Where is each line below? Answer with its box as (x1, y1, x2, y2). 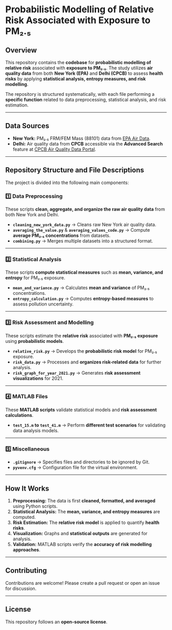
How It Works (5, 484, 50, 493)
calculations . (5, 412, 34, 418)
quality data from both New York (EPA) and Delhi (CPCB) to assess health (5, 70, 164, 76)
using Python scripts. (12, 503, 58, 509)
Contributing (5, 566, 47, 575)
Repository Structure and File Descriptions (5, 166, 144, 175)
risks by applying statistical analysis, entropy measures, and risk (5, 76, 146, 82)
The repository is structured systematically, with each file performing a (5, 91, 155, 97)
